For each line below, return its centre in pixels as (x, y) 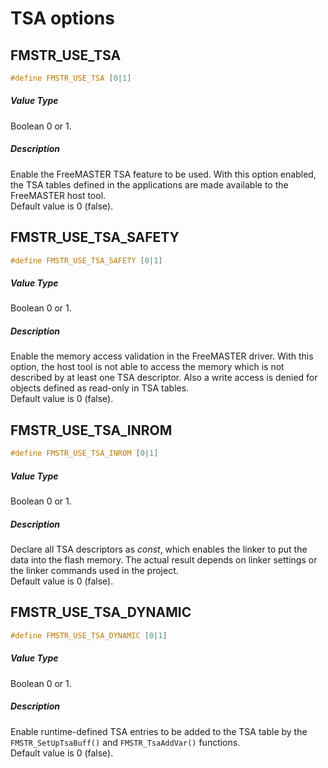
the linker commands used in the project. (94, 571)
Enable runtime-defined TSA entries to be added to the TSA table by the (159, 731)
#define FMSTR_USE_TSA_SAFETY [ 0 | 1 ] (86, 260)
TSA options (62, 18)
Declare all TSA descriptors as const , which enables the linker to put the (159, 549)
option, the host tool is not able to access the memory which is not (147, 367)
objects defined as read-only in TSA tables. (100, 388)
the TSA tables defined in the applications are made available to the (149, 184)
